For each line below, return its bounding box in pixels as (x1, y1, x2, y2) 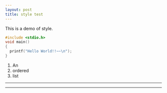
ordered (12, 67, 29, 73)
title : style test (5, 12, 43, 17)
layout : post (5, 7, 32, 12)
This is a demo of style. (5, 25, 53, 31)
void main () (5, 40, 30, 45)
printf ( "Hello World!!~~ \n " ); (9, 49, 72, 54)
